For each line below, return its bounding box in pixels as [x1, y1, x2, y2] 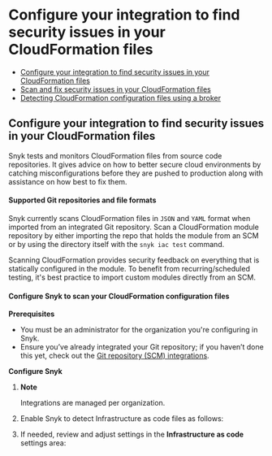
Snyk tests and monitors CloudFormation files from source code [8, 150, 222, 160]
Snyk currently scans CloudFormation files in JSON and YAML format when [8, 213, 251, 223]
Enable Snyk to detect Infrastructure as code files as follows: [19, 414, 224, 423]
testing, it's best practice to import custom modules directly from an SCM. [8, 272, 256, 282]
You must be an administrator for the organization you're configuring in [19, 325, 258, 335]
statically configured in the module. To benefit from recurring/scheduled [8, 263, 250, 273]
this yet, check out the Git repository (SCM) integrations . [19, 351, 209, 361]
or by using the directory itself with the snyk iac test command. [8, 239, 225, 249]
